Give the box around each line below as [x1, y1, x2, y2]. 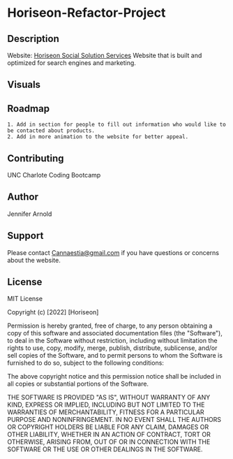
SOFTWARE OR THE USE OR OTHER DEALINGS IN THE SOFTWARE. [7, 445, 203, 453]
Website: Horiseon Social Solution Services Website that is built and [7, 51, 202, 59]
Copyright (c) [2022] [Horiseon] [7, 308, 99, 316]
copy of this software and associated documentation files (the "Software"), [7, 329, 223, 337]
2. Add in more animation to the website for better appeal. [7, 133, 189, 140]
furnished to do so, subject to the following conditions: [7, 358, 164, 367]
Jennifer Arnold [7, 210, 52, 218]
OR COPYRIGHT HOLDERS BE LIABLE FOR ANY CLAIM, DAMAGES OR [7, 423, 209, 431]
